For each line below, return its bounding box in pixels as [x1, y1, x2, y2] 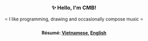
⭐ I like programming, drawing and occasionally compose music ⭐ [4, 16, 144, 22]
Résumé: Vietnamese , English [41, 30, 107, 36]
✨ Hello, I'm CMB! [52, 4, 96, 11]
